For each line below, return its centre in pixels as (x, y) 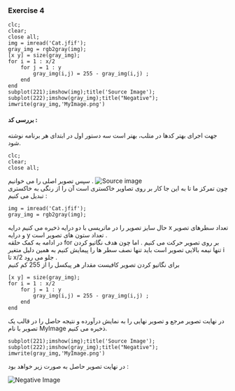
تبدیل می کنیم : (28, 195)
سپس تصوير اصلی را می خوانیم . (51, 181)
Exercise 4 (26, 10)
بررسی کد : (23, 119)
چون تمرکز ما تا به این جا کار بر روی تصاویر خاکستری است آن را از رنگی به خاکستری (118, 188)
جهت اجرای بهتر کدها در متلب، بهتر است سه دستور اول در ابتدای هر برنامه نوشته (113, 135)
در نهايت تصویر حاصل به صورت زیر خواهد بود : (68, 366)
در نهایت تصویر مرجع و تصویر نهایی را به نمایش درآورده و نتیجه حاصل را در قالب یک (116, 320)
